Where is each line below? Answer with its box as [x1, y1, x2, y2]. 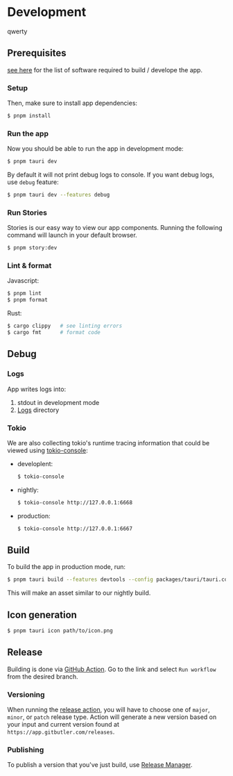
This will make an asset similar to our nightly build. [7, 588, 151, 597]
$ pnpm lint [7, 290, 42, 297]
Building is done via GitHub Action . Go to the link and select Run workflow [7, 665, 216, 673]
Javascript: [7, 276, 40, 285]
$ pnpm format [7, 297, 49, 304]
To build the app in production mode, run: [7, 563, 126, 571]
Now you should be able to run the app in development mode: [7, 145, 184, 153]
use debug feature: [7, 178, 59, 186]
